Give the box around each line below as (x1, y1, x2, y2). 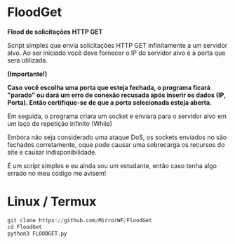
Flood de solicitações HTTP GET (7, 27, 103, 36)
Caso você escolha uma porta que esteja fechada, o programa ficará (7, 83, 210, 91)
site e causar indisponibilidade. (7, 148, 97, 156)
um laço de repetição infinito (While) (7, 119, 112, 127)
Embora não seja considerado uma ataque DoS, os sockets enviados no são (7, 133, 227, 141)
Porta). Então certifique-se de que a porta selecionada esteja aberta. (7, 98, 213, 106)
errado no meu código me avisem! (7, 169, 107, 177)
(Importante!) (7, 70, 48, 78)
